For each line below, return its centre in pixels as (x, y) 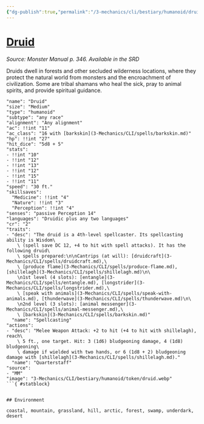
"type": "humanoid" (31, 112)
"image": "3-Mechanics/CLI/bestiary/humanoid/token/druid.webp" (89, 378)
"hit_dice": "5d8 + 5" (35, 144)
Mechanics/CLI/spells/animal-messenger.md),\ (65, 309)
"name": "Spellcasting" (42, 320)
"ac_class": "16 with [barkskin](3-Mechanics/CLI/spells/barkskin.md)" (99, 133)
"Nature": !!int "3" (38, 203)
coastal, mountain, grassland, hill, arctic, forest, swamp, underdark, (100, 411)
